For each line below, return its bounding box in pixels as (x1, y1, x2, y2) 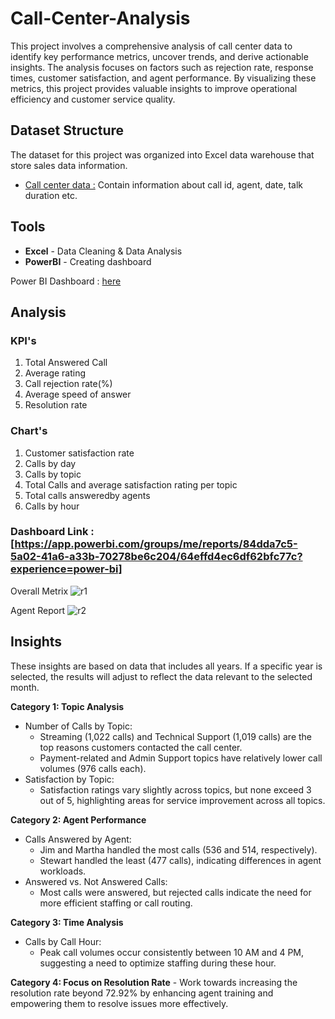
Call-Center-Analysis (10, 7, 191, 30)
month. (10, 681, 40, 693)
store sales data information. (10, 159, 128, 171)
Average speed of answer (24, 388, 132, 401)
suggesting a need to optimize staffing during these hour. (39, 957, 277, 969)
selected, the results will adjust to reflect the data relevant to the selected (10, 670, 313, 682)
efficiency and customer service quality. (10, 93, 176, 105)
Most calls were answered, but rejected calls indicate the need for (39, 886, 312, 898)
